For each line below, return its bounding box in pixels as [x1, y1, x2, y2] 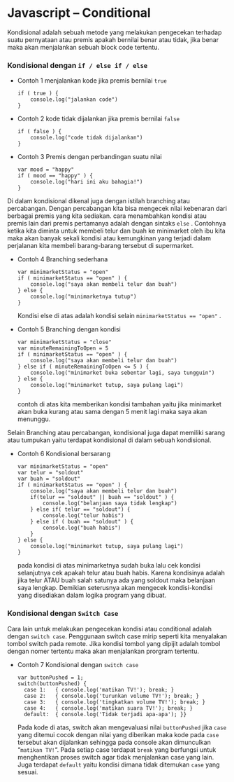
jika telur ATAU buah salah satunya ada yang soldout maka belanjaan [17, 576, 215, 584]
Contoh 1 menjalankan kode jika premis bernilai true [17, 76, 168, 85]
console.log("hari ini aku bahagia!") [30, 179, 143, 186]
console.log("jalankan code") [30, 96, 118, 103]
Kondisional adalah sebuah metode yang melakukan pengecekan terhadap [7, 28, 222, 36]
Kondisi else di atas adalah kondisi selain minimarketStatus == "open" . [17, 312, 221, 320]
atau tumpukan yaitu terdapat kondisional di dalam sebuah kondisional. [7, 436, 212, 444]
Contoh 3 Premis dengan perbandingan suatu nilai [17, 153, 162, 161]
